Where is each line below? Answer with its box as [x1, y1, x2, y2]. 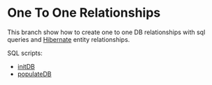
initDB [17, 62, 35, 70]
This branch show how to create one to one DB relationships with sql [7, 28, 206, 36]
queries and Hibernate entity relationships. [7, 35, 130, 43]
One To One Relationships [7, 5, 161, 21]
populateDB [17, 70, 52, 78]
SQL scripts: [7, 49, 43, 57]
